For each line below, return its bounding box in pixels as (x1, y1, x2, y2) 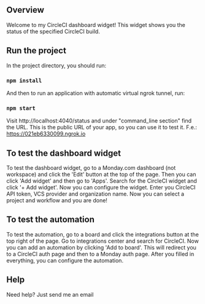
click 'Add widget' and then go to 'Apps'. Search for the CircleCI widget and (6, 177, 198, 184)
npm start (6, 104, 36, 112)
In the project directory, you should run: (6, 61, 107, 69)
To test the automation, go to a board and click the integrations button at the (6, 230, 199, 238)
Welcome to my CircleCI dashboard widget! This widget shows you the (6, 21, 186, 28)
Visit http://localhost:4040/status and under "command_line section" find (6, 117, 192, 124)
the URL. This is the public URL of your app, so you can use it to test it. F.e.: (6, 124, 198, 131)
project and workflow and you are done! (6, 197, 107, 204)
